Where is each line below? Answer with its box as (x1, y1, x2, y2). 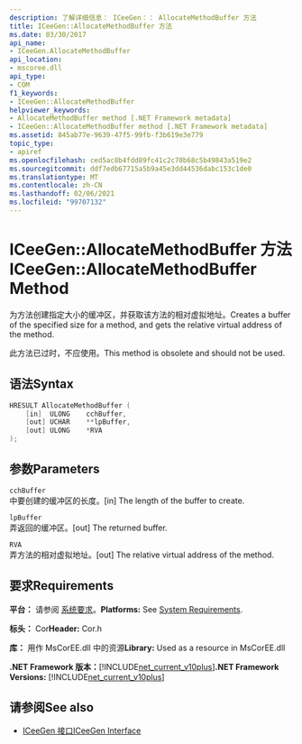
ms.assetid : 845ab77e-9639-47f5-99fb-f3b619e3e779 (9, 131, 204, 140)
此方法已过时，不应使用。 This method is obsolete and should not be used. (9, 347, 286, 358)
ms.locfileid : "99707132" (9, 197, 106, 207)
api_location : (9, 55, 63, 64)
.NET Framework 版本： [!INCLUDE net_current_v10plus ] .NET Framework (9, 661, 279, 672)
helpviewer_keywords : (9, 106, 91, 115)
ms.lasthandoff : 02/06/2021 (9, 189, 115, 198)
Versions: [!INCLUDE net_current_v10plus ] (9, 671, 165, 682)
